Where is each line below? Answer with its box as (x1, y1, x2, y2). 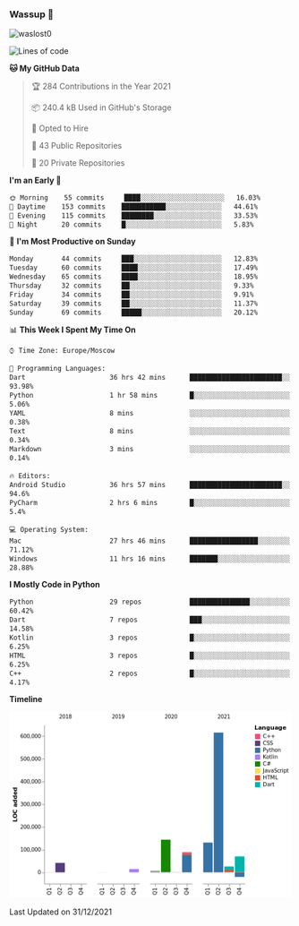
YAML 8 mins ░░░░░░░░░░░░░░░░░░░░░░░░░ (9, 409, 291, 418)
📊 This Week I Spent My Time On (9, 324, 136, 335)
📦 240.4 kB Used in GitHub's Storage (30, 102, 172, 113)
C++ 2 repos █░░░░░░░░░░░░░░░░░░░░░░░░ (9, 669, 291, 679)
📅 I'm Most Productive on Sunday (9, 236, 136, 247)
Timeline (9, 694, 43, 705)
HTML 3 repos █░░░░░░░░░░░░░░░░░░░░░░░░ (9, 651, 291, 661)
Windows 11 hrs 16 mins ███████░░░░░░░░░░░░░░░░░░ (9, 554, 291, 563)
